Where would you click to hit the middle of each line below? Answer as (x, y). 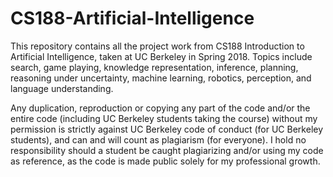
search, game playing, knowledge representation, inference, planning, (154, 67)
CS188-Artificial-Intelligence (132, 18)
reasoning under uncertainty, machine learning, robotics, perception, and (161, 78)
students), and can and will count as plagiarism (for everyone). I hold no (158, 139)
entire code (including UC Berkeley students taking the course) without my (164, 118)
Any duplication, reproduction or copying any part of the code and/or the (160, 108)
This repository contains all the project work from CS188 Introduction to (157, 46)
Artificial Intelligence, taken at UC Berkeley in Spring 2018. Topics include (161, 56)
